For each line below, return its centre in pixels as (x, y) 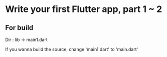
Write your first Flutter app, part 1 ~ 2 (84, 9)
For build (19, 28)
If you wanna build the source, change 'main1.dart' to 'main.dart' (72, 49)
